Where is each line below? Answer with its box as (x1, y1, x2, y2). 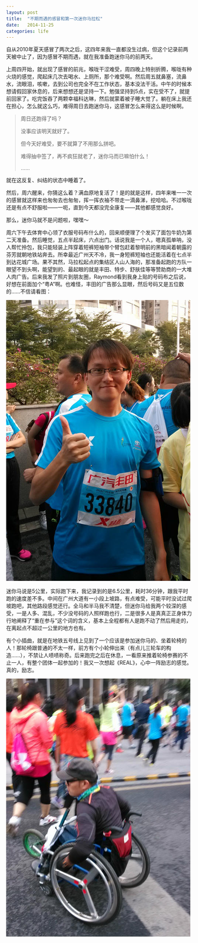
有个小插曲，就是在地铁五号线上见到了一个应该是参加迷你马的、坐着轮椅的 (6, 637, 187, 644)
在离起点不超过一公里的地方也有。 (6, 625, 89, 632)
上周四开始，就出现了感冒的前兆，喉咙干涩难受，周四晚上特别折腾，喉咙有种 (6, 65, 192, 73)
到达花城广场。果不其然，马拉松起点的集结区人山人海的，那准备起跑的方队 (6, 258, 187, 265)
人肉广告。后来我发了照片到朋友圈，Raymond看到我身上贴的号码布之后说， (6, 273, 189, 280)
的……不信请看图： (6, 288, 52, 295)
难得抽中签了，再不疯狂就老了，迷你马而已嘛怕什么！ (20, 153, 150, 160)
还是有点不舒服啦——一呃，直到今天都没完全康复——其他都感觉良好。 (6, 204, 177, 211)
